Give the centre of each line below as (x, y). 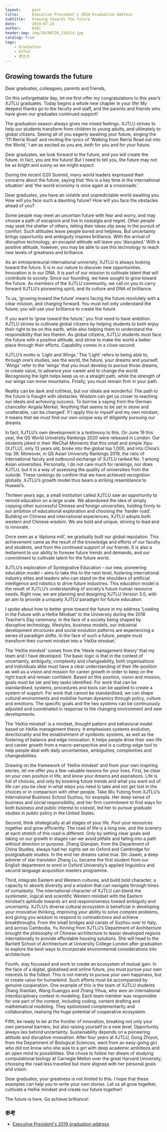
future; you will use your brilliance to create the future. (61, 309)
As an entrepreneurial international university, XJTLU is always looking (78, 262)
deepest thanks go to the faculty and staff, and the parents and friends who (83, 109)
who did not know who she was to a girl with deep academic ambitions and (83, 1048)
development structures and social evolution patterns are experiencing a (80, 630)
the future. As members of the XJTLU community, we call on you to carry (81, 283)
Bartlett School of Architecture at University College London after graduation (84, 944)
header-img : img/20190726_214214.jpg (44, 33)
